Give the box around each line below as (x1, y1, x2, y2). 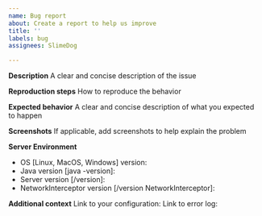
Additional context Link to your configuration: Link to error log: (8, 199, 218, 209)
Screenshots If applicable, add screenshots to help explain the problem (8, 127, 247, 136)
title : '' (8, 27, 42, 35)
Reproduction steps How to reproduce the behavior (8, 86, 181, 97)
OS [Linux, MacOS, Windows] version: (19, 158, 148, 168)
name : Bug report (8, 11, 67, 20)
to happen (8, 110, 43, 121)
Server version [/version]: (19, 175, 106, 185)
